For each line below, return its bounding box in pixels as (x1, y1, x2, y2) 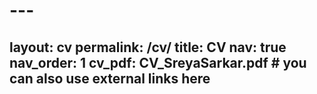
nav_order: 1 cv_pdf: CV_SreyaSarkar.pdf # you (9, 54, 307, 71)
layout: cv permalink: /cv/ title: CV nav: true (9, 39, 287, 56)
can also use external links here (9, 70, 211, 87)
